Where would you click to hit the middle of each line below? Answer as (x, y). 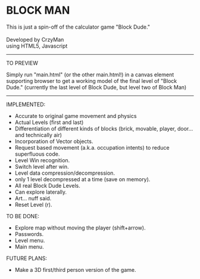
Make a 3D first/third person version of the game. (75, 269)
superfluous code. (37, 154)
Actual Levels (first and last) (49, 122)
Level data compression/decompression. (65, 173)
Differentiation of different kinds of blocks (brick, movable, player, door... (104, 128)
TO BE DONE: (23, 216)
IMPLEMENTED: (26, 104)
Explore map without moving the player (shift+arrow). (80, 228)
